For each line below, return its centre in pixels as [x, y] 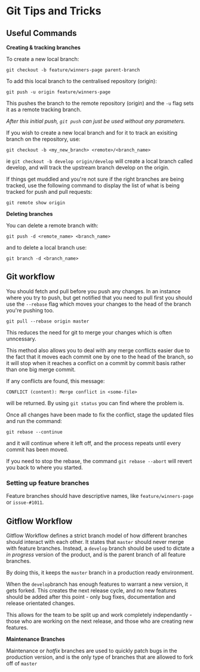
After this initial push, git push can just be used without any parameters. [96, 121]
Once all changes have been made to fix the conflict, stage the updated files [100, 415]
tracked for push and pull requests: [49, 192]
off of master [22, 663]
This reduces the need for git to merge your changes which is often [89, 332]
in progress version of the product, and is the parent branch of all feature [96, 554]
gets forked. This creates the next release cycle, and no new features [92, 590]
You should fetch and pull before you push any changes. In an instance [93, 291]
